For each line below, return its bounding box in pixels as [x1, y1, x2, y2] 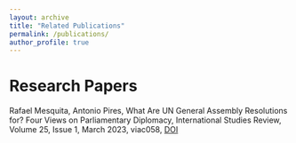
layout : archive [9, 12, 69, 22]
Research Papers [9, 76, 138, 96]
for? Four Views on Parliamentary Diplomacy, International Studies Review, [9, 115, 282, 125]
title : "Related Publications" [9, 21, 125, 30]
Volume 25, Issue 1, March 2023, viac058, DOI [9, 124, 179, 135]
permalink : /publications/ [9, 29, 109, 38]
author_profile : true [9, 37, 90, 47]
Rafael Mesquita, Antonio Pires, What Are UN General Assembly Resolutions [9, 106, 288, 116]
